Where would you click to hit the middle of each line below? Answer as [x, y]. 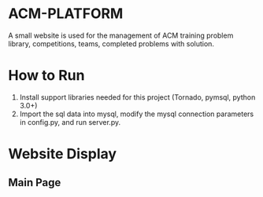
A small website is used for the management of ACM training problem [121, 35]
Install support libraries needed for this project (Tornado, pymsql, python [137, 97]
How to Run [46, 76]
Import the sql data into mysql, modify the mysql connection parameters [137, 114]
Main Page [35, 182]
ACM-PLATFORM [66, 14]
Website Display [62, 154]
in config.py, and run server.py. [70, 122]
